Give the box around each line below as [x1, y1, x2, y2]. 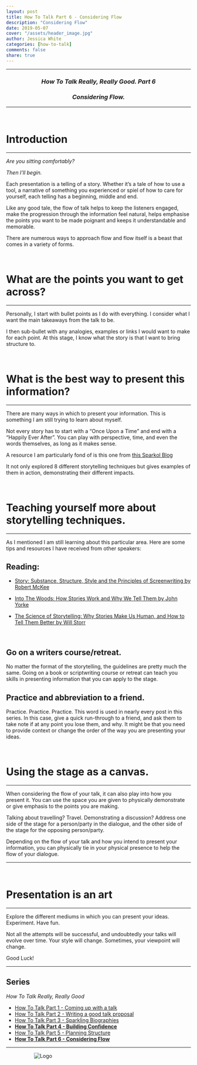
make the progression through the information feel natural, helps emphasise [6, 210, 189, 218]
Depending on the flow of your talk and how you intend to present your [6, 838, 178, 845]
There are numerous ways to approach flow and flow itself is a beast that [6, 234, 183, 241]
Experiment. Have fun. [6, 919, 60, 926]
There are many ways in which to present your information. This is [6, 410, 166, 417]
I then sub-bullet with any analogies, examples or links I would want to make [6, 328, 191, 335]
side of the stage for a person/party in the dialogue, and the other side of [6, 820, 183, 827]
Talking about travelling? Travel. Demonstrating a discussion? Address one [6, 814, 186, 821]
